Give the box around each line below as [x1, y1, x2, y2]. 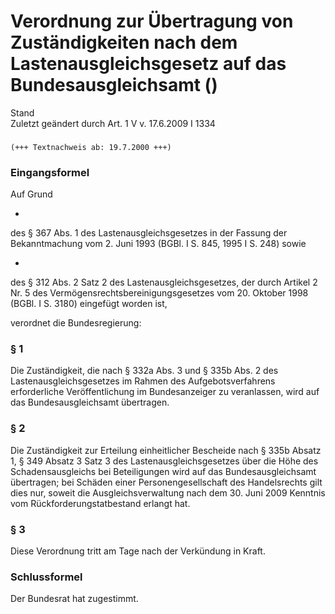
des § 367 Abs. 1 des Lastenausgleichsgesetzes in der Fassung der [10, 227, 288, 239]
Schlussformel [10, 570, 83, 584]
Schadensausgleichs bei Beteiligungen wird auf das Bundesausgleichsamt [10, 465, 317, 477]
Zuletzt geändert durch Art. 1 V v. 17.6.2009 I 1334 [10, 117, 216, 129]
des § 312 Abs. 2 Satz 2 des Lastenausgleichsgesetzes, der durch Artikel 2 [10, 276, 318, 289]
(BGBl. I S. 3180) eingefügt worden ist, [10, 298, 168, 310]
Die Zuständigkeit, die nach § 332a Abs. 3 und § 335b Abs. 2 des [10, 365, 279, 377]
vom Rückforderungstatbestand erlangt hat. [10, 497, 191, 509]
